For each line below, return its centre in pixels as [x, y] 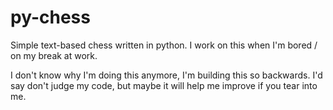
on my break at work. [54, 55]
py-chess [50, 17]
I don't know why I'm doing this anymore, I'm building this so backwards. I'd [166, 75]
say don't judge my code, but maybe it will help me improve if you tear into [164, 85]
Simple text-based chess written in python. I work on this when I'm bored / [164, 45]
